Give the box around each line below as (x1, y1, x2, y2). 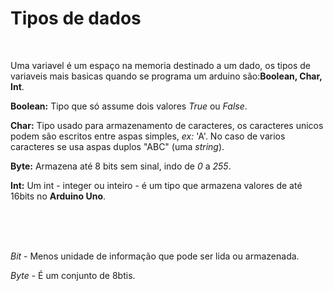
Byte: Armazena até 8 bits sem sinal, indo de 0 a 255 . (10, 160, 232, 172)
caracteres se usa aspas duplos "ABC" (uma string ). (10, 140, 225, 152)
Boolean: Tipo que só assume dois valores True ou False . (10, 100, 248, 112)
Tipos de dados (10, 7, 142, 30)
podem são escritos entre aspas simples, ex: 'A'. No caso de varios (10, 130, 286, 142)
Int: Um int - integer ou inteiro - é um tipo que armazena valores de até (10, 179, 303, 191)
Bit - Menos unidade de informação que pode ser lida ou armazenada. (10, 250, 300, 262)
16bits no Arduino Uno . (10, 190, 107, 202)
